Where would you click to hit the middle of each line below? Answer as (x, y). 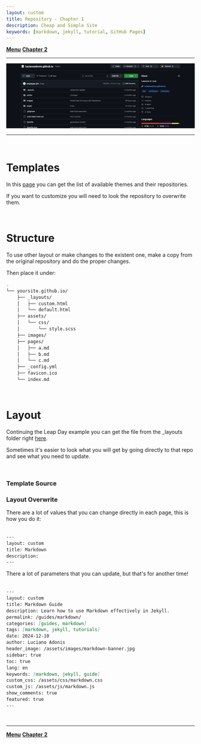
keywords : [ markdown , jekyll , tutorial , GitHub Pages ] (76, 32)
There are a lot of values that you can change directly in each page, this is (98, 512)
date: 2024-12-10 (28, 636)
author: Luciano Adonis (36, 643)
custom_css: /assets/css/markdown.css (54, 680)
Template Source (31, 483)
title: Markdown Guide (34, 604)
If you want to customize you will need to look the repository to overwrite (96, 196)
